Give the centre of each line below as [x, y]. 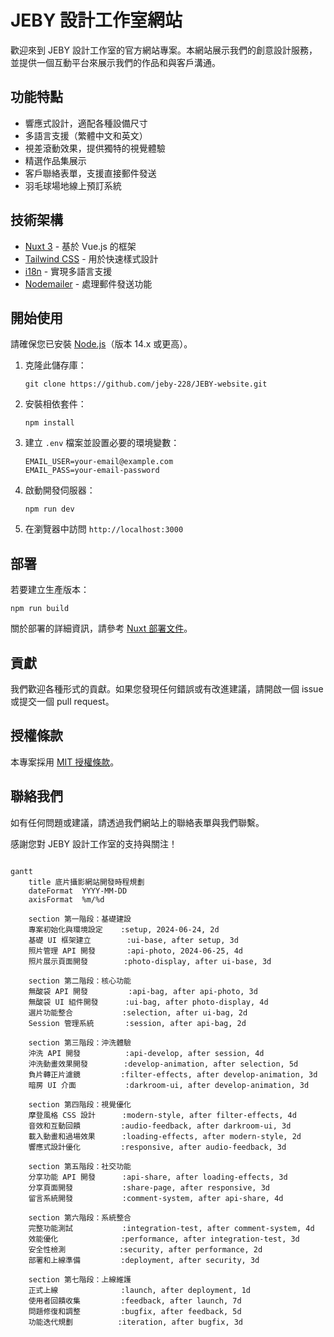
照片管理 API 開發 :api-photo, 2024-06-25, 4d [136, 951]
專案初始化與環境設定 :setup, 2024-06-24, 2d [124, 929]
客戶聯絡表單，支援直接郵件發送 [90, 173]
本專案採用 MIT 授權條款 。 [65, 762]
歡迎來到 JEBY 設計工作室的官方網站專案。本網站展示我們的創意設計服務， [164, 50]
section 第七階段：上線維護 [80, 1279]
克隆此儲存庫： [55, 365]
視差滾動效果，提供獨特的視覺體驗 [95, 148]
